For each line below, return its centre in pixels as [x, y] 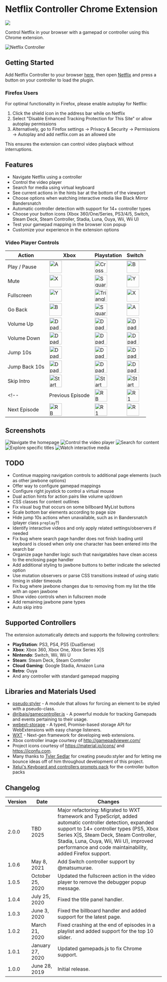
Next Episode [23, 410]
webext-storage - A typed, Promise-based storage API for [72, 725]
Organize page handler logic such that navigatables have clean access [85, 554]
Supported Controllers [41, 623]
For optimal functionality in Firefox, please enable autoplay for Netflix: [76, 104]
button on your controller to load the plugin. [50, 80]
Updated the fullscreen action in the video [106, 876]
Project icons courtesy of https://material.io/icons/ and [68, 746]
